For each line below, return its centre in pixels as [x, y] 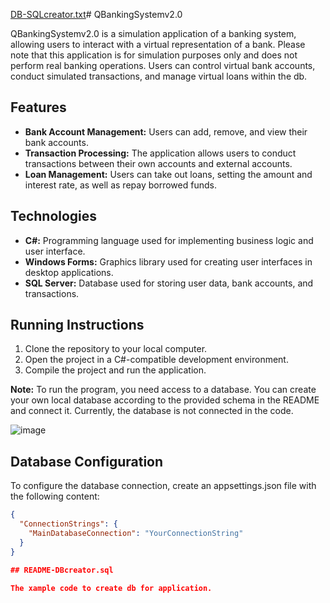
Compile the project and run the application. [115, 370]
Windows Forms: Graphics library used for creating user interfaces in [168, 261]
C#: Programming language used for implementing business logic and [169, 240]
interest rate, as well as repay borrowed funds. [120, 185]
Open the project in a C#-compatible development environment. [156, 360]
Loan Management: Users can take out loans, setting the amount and [168, 174]
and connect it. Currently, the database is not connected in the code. [152, 411]
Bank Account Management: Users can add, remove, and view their [166, 131]
